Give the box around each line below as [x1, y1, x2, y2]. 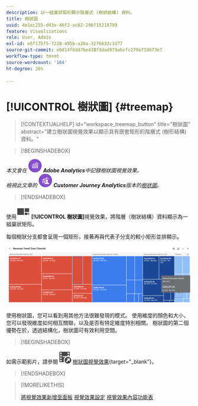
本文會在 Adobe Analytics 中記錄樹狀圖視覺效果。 [6, 167, 142, 174]
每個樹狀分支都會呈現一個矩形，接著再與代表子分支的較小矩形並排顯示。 [6, 233, 182, 240]
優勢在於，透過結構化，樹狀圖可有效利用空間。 [6, 327, 120, 334]
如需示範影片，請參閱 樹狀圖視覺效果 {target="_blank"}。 [6, 358, 157, 365]
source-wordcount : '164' [6, 59, 67, 65]
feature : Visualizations [6, 28, 67, 34]
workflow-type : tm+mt [6, 53, 60, 59]
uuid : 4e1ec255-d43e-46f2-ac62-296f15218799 [6, 22, 118, 28]
